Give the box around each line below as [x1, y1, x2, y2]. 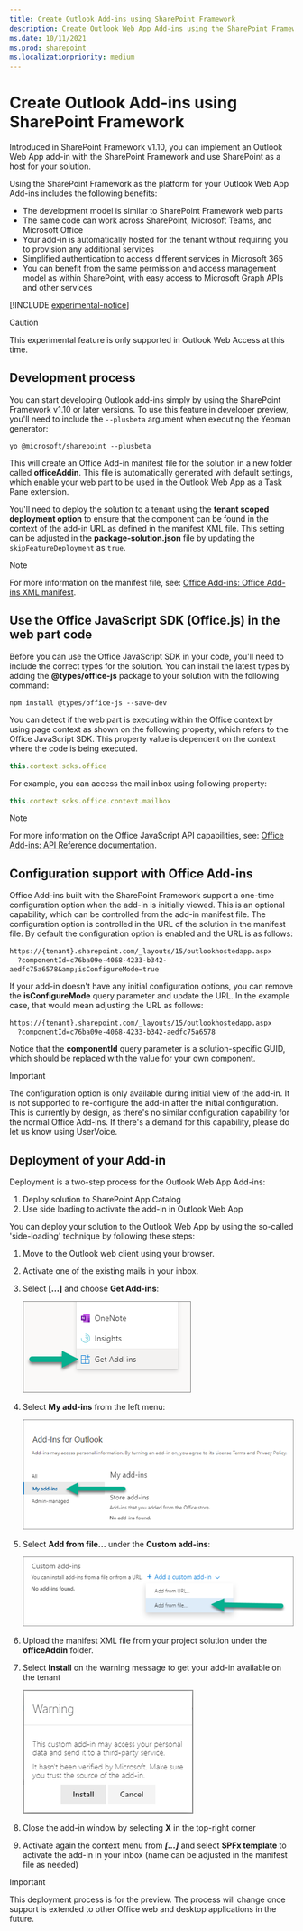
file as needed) [22, 1859, 79, 1870]
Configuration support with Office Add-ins [9, 866, 253, 881]
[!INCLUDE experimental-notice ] [9, 300, 130, 311]
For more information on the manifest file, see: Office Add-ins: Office [9, 577, 265, 588]
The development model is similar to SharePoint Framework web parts [22, 206, 284, 217]
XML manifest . [22, 587, 77, 598]
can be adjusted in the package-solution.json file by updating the [9, 533, 255, 543]
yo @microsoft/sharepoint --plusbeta [9, 441, 151, 450]
